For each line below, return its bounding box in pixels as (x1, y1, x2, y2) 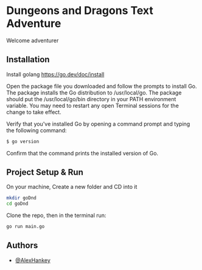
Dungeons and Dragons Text (6, 4, 153, 18)
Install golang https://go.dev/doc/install (6, 71, 105, 78)
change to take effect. (6, 108, 62, 116)
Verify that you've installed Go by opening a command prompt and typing (6, 120, 190, 127)
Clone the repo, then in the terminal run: (6, 211, 106, 219)
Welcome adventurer (6, 37, 59, 44)
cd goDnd (6, 201, 29, 207)
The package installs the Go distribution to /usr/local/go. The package (6, 89, 182, 96)
